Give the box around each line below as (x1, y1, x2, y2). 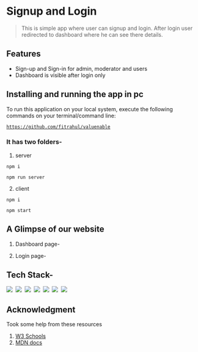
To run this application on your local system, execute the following (6, 105, 173, 112)
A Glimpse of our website (6, 224, 105, 235)
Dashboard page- (15, 240, 60, 248)
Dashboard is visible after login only (15, 71, 106, 79)
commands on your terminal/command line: (6, 112, 116, 119)
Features (6, 49, 41, 59)
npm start (6, 207, 32, 213)
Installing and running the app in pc (6, 89, 144, 100)
